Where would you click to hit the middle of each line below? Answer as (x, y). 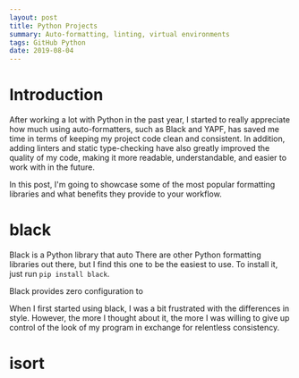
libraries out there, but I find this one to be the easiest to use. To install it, (144, 264)
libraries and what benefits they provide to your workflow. (115, 194)
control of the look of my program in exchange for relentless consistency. (145, 328)
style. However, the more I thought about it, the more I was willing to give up (149, 318)
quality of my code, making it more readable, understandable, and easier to (148, 158)
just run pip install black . (60, 274)
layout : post (34, 17)
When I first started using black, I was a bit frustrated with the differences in (149, 308)
